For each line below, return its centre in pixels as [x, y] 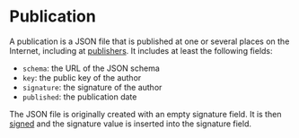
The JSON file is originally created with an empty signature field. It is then [145, 114]
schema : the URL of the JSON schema [91, 68]
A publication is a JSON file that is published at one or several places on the [149, 41]
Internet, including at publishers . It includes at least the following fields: [141, 50]
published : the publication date [79, 97]
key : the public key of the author [82, 77]
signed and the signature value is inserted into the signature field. [130, 124]
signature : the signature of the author [92, 87]
